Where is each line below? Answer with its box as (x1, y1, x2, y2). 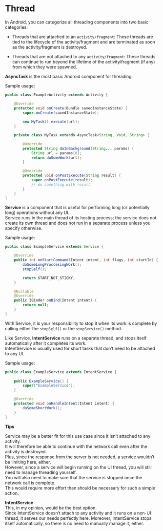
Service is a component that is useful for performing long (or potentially (5, 205, 150, 211)
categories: (5, 24, 28, 30)
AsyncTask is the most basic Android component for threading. (5, 73, 133, 79)
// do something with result (31, 182, 91, 187)
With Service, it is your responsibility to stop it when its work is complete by (5, 320, 157, 326)
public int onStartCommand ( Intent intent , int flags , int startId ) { (14, 257, 159, 263)
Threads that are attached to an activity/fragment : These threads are (12, 34, 153, 40)
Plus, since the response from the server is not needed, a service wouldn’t (5, 454, 155, 460)
